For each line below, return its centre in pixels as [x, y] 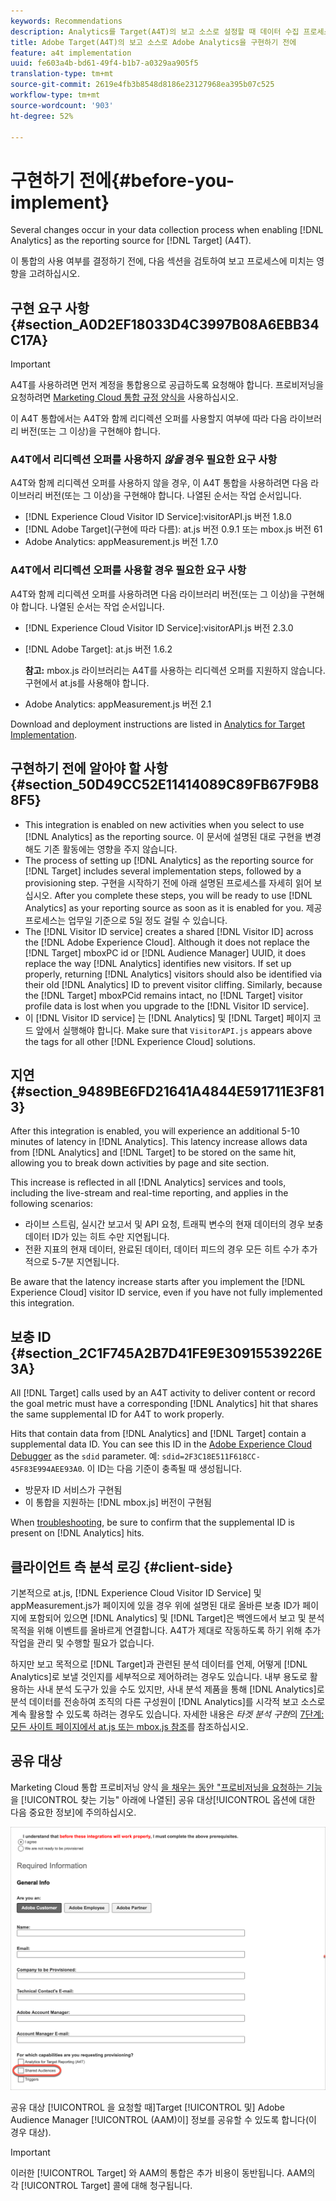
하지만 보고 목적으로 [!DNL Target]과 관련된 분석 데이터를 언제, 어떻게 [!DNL [159, 1664]
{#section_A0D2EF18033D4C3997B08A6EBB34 [165, 324]
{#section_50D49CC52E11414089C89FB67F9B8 [165, 785]
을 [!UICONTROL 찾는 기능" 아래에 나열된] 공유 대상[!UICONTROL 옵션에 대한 [163, 1799]
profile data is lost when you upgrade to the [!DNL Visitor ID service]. [167, 1006]
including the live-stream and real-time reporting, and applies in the [149, 1193]
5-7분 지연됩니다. [85, 1262]
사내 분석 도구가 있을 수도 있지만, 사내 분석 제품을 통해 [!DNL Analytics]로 [180, 1689]
